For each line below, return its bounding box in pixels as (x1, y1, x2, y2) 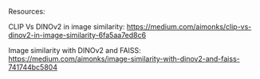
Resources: (8, 7, 45, 16)
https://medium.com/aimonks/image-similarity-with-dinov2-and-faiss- (8, 55, 241, 63)
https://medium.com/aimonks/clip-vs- (126, 22, 252, 31)
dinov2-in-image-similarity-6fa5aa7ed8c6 (8, 31, 146, 39)
